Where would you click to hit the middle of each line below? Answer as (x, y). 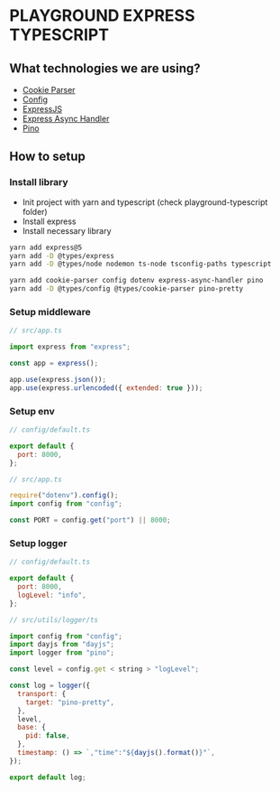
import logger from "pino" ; (62, 653)
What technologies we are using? (105, 68)
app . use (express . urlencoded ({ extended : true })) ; (106, 388)
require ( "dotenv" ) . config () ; (64, 496)
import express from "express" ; (70, 347)
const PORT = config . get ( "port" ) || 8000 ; (90, 520)
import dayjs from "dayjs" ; (62, 645)
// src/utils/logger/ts (54, 619)
